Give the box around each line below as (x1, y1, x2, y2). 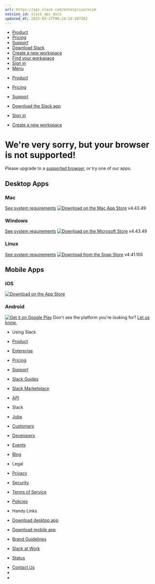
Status (12, 555, 25, 561)
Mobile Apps (5, 265, 45, 274)
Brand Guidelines (12, 536, 47, 542)
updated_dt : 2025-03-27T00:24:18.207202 (5, 16, 88, 21)
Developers (12, 432, 35, 438)
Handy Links (12, 508, 37, 514)
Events (12, 442, 26, 447)
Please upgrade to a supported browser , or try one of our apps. (5, 166, 132, 172)
